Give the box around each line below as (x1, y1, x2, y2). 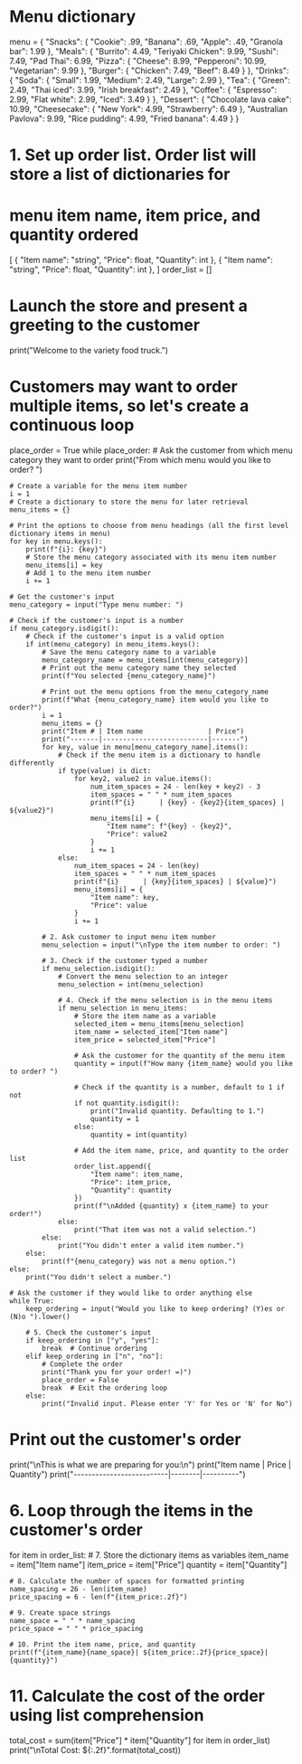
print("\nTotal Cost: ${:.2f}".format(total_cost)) (9, 1744, 182, 1755)
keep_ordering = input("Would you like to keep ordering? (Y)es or (25, 1304, 285, 1313)
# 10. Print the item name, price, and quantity (9, 1639, 196, 1649)
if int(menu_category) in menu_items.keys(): (25, 639, 201, 648)
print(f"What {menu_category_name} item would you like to (42, 694, 269, 704)
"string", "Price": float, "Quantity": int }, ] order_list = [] (9, 264, 212, 275)
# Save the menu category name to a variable (42, 647, 217, 656)
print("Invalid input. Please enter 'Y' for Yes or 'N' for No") (42, 1399, 294, 1408)
